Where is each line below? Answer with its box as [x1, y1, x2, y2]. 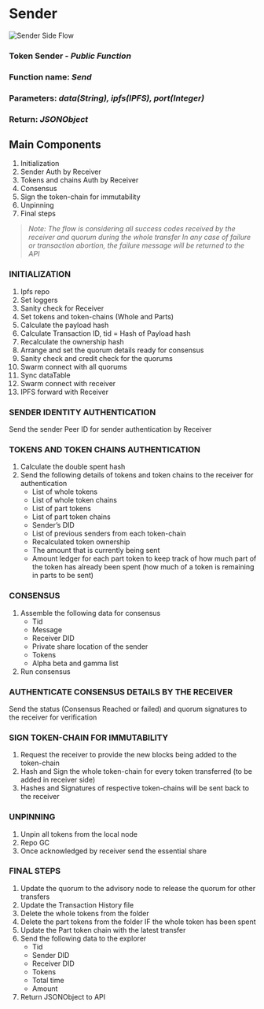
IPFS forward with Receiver [20, 387, 109, 396]
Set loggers [20, 295, 58, 304]
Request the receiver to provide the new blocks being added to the [20, 750, 237, 760]
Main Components [9, 138, 101, 152]
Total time [31, 975, 65, 985]
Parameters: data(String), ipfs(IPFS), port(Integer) [9, 92, 205, 103]
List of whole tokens [31, 487, 97, 496]
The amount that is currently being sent [31, 546, 160, 555]
